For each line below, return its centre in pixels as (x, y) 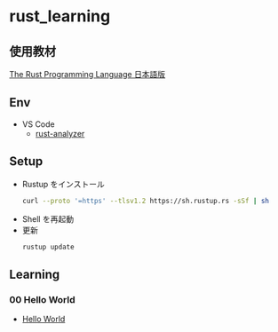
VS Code (38, 124)
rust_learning (60, 16)
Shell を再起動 (48, 218)
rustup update (48, 247)
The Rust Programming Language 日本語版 (87, 74)
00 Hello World (42, 299)
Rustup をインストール (63, 184)
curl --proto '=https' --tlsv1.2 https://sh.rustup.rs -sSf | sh (145, 201)
